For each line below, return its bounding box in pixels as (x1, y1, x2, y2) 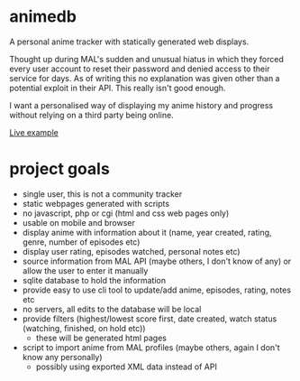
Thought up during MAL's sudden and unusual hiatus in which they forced (9, 53, 284, 64)
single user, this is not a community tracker (22, 188, 183, 200)
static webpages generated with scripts (22, 198, 169, 209)
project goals (9, 159, 110, 180)
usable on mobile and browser (22, 217, 135, 228)
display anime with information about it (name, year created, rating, (22, 227, 272, 237)
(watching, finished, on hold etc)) (22, 322, 146, 333)
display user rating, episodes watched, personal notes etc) (22, 246, 241, 256)
